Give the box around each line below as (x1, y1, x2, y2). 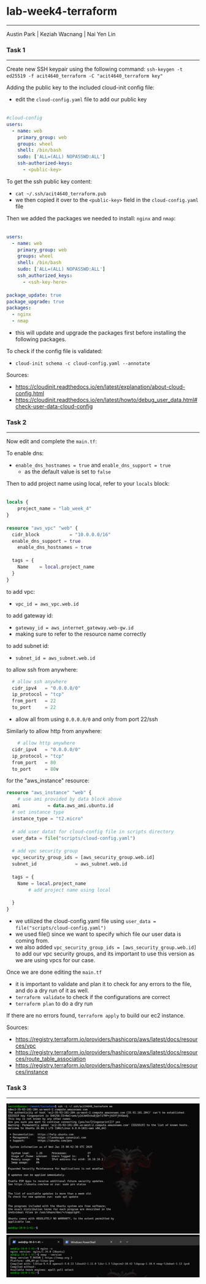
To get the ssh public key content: (6, 177, 92, 185)
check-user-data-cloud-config (15, 403, 93, 410)
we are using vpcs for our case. (15, 957, 96, 964)
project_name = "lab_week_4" (17, 505, 92, 512)
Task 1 (6, 45, 26, 54)
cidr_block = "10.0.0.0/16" (12, 531, 112, 538)
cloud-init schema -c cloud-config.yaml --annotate (15, 360, 150, 367)
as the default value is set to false (24, 468, 112, 475)
